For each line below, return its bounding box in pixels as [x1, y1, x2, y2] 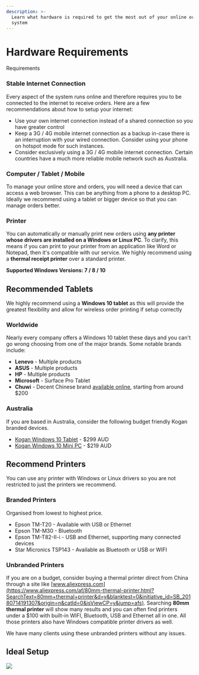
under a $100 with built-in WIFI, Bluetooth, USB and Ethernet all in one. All [6, 612, 187, 619]
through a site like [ [6, 581, 53, 588]
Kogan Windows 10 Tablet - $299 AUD [14, 436, 109, 443]
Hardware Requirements [6, 45, 129, 59]
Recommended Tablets [6, 284, 94, 294]
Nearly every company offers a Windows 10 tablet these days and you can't [6, 334, 191, 341]
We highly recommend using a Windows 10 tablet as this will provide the [6, 300, 185, 307]
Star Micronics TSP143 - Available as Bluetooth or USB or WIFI [14, 546, 168, 553]
